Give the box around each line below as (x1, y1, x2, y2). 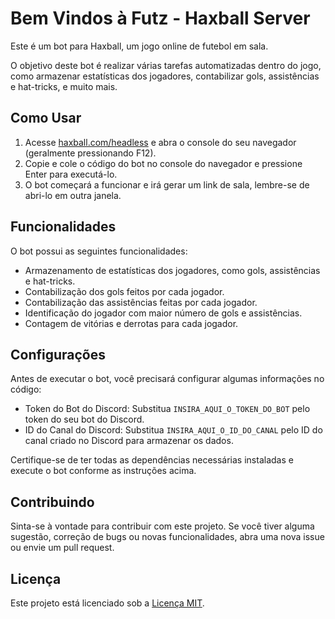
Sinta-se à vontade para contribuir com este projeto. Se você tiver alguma (10, 520, 315, 532)
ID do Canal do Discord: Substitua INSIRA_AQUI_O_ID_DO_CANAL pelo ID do (24, 424, 323, 436)
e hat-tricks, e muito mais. (10, 80, 118, 92)
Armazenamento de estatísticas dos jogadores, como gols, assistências (24, 264, 321, 276)
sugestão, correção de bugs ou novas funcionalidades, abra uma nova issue (10, 531, 325, 543)
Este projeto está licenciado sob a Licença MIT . (10, 597, 205, 609)
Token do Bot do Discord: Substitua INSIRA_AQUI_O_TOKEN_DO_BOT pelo (24, 403, 311, 415)
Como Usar (10, 110, 82, 127)
